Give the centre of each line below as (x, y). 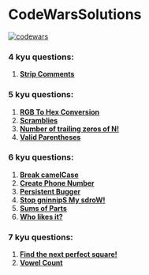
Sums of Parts (43, 208)
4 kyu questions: (41, 57)
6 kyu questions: (41, 157)
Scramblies (39, 120)
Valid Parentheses (50, 137)
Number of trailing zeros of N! (69, 129)
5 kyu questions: (41, 95)
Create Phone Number (57, 183)
